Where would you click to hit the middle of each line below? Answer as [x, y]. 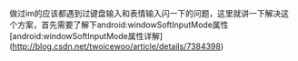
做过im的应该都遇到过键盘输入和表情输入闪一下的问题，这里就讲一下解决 [145, 13]
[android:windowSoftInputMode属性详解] [86, 36]
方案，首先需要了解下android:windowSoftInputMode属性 [123, 25]
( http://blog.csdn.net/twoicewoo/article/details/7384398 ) [117, 46]
